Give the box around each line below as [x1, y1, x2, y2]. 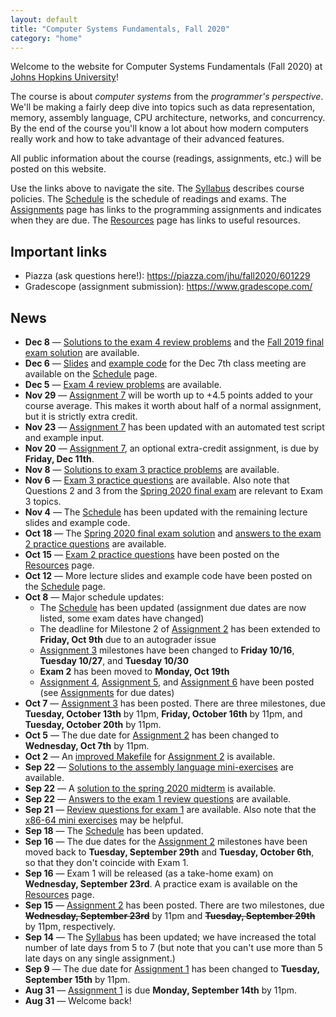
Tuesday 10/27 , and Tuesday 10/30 [39, 655, 189, 666]
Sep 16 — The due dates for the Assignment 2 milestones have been [24, 836, 308, 847]
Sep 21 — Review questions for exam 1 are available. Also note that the [24, 804, 317, 815]
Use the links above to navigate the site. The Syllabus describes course [10, 182, 305, 195]
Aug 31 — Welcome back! [24, 995, 132, 1006]
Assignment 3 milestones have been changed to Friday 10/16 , [39, 644, 295, 656]
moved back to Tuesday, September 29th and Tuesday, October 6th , [24, 846, 315, 858]
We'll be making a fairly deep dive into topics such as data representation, [10, 101, 315, 113]
